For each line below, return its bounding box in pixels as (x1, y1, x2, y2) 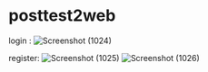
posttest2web (8, 5, 116, 26)
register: (8, 52, 40, 63)
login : (8, 35, 33, 46)
